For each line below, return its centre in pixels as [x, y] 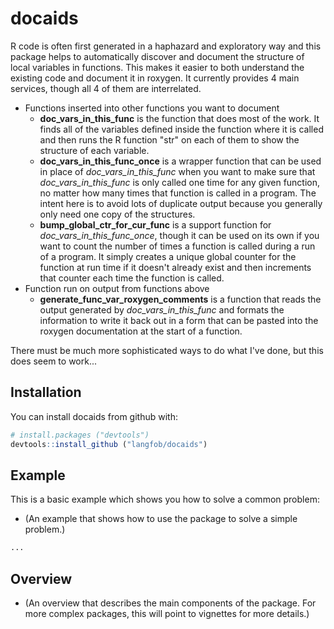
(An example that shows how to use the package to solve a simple [161, 519]
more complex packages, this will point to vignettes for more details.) [167, 613]
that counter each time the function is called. [132, 278]
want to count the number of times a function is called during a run [177, 246]
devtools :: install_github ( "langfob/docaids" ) [109, 444]
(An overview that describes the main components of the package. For [170, 603]
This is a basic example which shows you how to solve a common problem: [165, 499]
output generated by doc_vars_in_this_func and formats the [162, 309]
